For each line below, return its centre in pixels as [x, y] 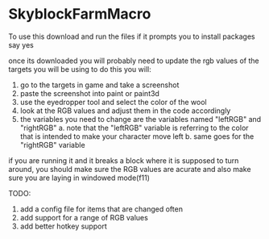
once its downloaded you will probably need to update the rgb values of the [134, 61]
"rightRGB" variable [53, 145]
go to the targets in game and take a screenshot [99, 85]
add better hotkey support [63, 226]
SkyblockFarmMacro [80, 14]
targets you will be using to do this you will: [80, 69]
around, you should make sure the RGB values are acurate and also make [130, 169]
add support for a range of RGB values [84, 217]
